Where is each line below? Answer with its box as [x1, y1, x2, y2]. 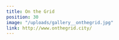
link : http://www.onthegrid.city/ [6, 25, 93, 31]
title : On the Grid [6, 8, 55, 15]
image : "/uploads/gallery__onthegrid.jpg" [6, 19, 114, 25]
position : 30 [6, 14, 39, 20]
